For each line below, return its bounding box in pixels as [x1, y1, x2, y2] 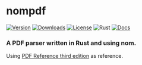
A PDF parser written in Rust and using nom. [6, 39, 137, 47]
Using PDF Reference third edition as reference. [6, 52, 124, 60]
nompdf [6, 4, 46, 18]
